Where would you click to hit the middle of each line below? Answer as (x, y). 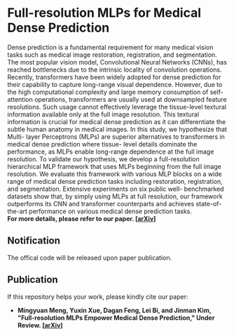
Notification (34, 241)
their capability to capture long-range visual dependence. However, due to (115, 84)
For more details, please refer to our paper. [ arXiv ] (82, 218)
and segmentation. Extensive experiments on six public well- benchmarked (116, 189)
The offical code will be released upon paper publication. (90, 257)
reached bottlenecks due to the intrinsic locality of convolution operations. (115, 69)
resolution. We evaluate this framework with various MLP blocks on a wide (115, 174)
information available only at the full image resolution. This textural (103, 114)
